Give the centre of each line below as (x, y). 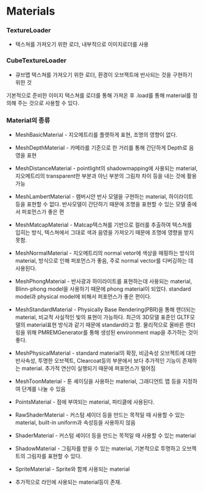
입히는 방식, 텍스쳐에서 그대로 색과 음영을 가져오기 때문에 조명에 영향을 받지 (104, 233)
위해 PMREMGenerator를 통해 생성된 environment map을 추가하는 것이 (112, 333)
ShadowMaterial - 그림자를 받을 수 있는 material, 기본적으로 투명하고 (98, 449)
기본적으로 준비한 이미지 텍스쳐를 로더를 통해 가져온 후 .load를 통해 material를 (99, 95)
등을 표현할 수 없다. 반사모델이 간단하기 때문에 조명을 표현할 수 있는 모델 (100, 204)
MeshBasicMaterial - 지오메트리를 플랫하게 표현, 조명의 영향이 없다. (96, 135)
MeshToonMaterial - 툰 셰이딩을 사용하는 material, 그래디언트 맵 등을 (98, 381)
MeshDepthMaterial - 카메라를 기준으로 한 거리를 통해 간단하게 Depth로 (101, 148)
